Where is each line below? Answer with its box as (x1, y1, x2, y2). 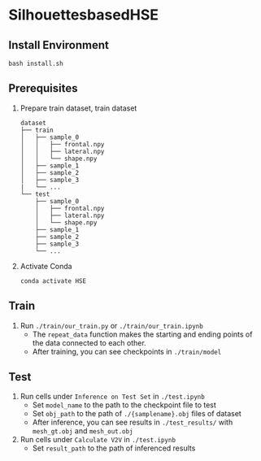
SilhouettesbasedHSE (8, 6, 159, 24)
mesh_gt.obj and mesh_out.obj (32, 426, 133, 436)
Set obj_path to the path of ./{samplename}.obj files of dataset (32, 409, 241, 419)
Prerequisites (8, 81, 78, 95)
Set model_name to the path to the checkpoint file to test (32, 400, 217, 410)
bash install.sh (8, 59, 63, 67)
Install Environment (8, 38, 110, 52)
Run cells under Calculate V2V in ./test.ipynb (20, 435, 176, 445)
